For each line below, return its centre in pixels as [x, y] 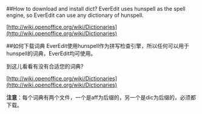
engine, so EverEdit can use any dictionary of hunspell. [75, 15]
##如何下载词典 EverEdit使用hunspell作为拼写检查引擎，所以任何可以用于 [98, 46]
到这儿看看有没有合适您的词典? [45, 66]
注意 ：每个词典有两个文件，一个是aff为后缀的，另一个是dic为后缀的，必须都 [101, 97]
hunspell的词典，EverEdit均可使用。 [51, 53]
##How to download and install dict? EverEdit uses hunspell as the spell [96, 9]
